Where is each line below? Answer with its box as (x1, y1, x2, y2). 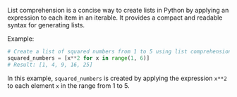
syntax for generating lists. (7, 21, 85, 29)
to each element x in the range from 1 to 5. (7, 81, 130, 90)
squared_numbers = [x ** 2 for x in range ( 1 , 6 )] (7, 54, 150, 62)
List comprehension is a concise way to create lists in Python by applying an (7, 6, 229, 14)
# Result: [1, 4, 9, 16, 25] (7, 61, 93, 68)
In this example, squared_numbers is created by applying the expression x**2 (7, 74, 227, 82)
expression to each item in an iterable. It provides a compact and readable (7, 13, 223, 22)
